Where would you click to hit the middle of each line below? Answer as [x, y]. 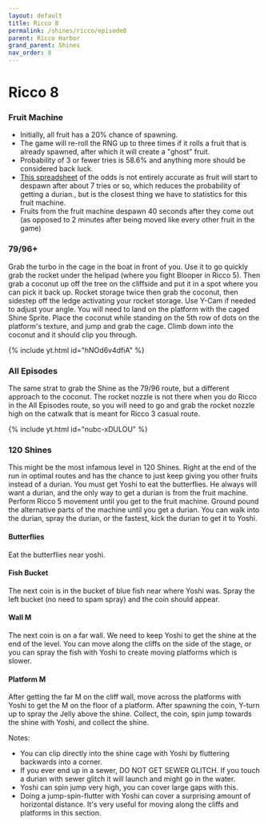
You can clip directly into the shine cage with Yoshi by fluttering [125, 754]
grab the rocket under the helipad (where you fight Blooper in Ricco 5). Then [134, 275]
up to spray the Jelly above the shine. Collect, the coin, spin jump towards [130, 714]
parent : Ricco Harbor [44, 38]
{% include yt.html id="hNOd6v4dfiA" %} [77, 350]
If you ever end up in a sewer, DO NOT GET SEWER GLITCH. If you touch [140, 771]
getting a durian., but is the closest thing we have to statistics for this [134, 194]
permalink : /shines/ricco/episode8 [68, 30]
